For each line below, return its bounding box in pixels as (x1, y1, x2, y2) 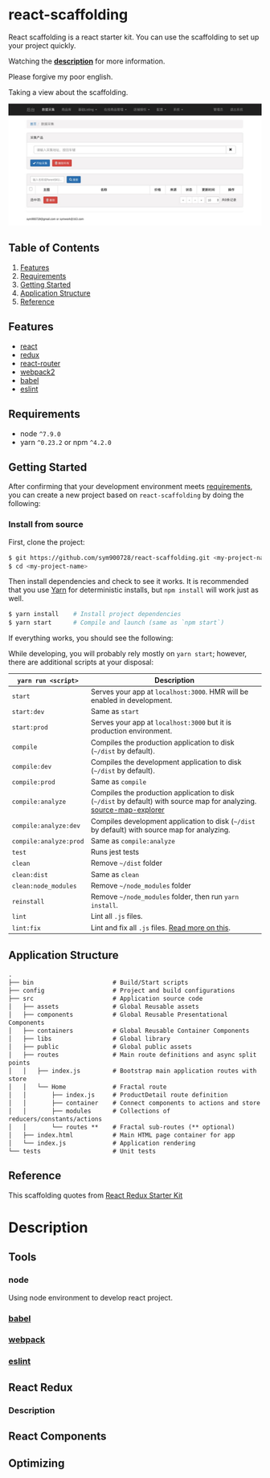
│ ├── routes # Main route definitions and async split (8, 1051, 257, 1059)
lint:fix (11, 924, 42, 933)
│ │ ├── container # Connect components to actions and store (8, 1099, 261, 1107)
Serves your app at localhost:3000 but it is (91, 717, 231, 728)
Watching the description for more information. (8, 56, 166, 66)
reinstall (11, 897, 45, 905)
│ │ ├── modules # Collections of (8, 1107, 171, 1115)
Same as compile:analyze (91, 835, 175, 845)
